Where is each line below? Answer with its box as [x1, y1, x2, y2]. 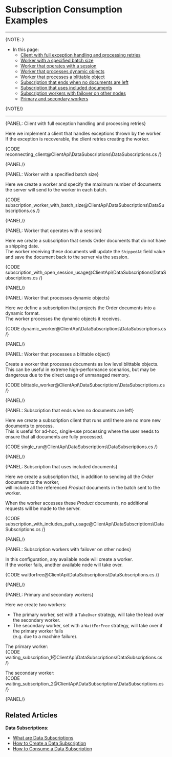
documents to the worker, [5, 479, 60, 485]
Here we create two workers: [5, 601, 67, 608]
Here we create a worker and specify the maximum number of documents [5, 181, 161, 187]
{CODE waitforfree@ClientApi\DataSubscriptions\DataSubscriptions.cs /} [5, 571, 160, 577]
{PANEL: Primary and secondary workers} [5, 591, 94, 597]
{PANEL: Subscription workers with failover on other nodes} [5, 546, 132, 552]
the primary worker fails [12, 628, 63, 634]
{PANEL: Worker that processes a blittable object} [5, 351, 111, 357]
